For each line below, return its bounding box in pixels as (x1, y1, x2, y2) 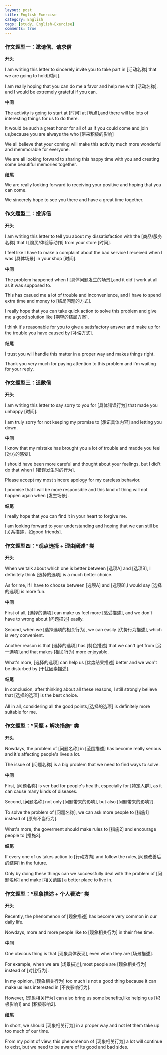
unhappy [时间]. (5, 409, 38, 415)
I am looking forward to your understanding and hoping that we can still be (5, 523, 159, 529)
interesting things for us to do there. (5, 116, 79, 122)
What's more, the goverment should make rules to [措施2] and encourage (5, 826, 156, 832)
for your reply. (5, 366, 34, 372)
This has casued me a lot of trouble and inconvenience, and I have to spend (5, 292, 161, 298)
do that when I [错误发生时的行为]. (5, 467, 76, 473)
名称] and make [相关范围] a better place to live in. (9, 877, 113, 883)
